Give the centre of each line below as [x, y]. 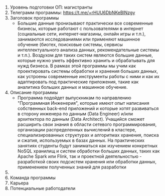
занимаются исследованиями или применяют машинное [79, 39]
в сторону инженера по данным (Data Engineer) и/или [75, 114]
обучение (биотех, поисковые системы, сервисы [70, 44]
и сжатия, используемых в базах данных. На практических [81, 140]
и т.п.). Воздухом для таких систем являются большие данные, [85, 55]
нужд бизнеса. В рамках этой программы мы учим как [77, 66]
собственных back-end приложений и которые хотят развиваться [88, 108]
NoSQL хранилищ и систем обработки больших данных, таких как [89, 151]
